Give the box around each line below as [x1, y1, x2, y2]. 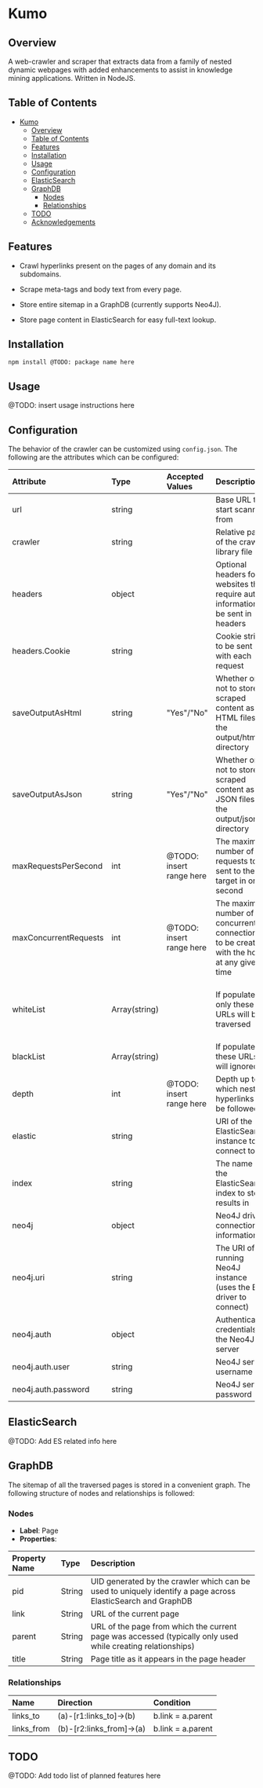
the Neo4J [215, 1334, 254, 1345]
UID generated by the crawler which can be [90, 1576, 250, 1587]
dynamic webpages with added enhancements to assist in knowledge [8, 65, 233, 75]
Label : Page [19, 1526, 59, 1535]
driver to [215, 1292, 247, 1303]
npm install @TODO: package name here [8, 358, 135, 366]
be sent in [215, 608, 252, 619]
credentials [215, 1325, 257, 1336]
